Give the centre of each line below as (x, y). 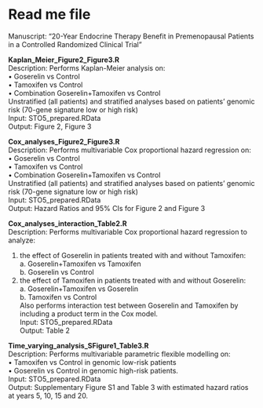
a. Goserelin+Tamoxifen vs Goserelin (79, 289)
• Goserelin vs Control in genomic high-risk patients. (93, 370)
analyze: (22, 240)
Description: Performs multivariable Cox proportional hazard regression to (128, 231)
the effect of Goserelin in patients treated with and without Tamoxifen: (133, 255)
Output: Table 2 (45, 330)
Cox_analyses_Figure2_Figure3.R (64, 141)
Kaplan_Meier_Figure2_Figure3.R (64, 60)
